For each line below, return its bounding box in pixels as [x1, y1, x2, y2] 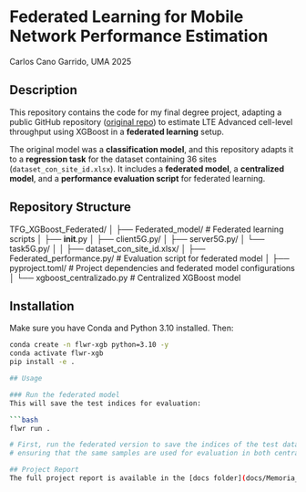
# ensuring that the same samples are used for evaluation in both [9, 449, 271, 458]
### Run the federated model [9, 390, 120, 399]
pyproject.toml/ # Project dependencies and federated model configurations [9, 262, 296, 273]
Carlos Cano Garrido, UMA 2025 [9, 56, 132, 67]
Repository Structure [9, 199, 132, 215]
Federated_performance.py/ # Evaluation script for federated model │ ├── [9, 253, 290, 264]
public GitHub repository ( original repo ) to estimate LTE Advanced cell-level [9, 116, 293, 127]
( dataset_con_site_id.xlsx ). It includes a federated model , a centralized [9, 162, 285, 174]
